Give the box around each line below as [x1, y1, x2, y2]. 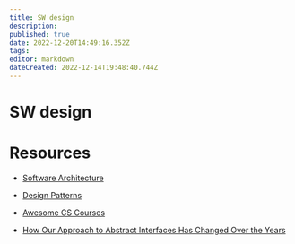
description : [9, 22, 58, 30]
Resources [9, 143, 91, 163]
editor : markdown [9, 55, 74, 64]
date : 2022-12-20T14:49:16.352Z [9, 38, 130, 48]
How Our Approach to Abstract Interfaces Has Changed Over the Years [22, 225, 286, 235]
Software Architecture [22, 172, 105, 183]
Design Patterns [22, 190, 82, 200]
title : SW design [9, 13, 74, 22]
